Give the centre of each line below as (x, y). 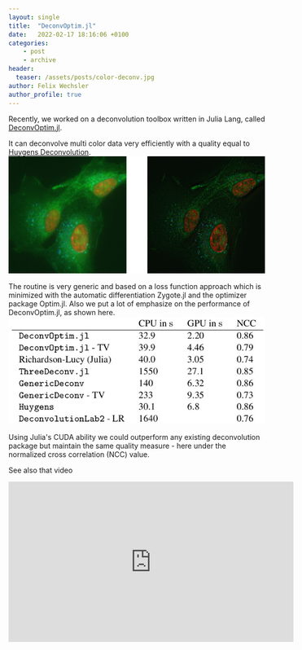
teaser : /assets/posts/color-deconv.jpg (85, 77)
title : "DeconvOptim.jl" (52, 26)
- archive (40, 60)
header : (22, 69)
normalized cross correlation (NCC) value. (79, 455)
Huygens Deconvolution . (50, 152)
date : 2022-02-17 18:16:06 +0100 (69, 34)
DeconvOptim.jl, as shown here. (62, 313)
